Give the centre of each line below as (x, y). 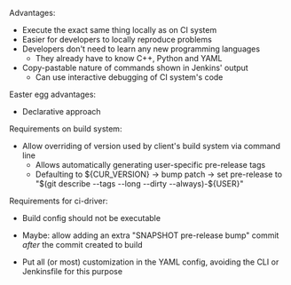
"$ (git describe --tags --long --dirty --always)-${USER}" (139, 184)
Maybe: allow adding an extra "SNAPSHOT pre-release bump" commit (150, 235)
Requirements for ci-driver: (59, 201)
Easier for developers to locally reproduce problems (117, 40)
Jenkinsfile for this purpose (72, 271)
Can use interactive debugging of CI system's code (129, 77)
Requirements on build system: (66, 129)
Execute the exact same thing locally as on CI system (119, 30)
